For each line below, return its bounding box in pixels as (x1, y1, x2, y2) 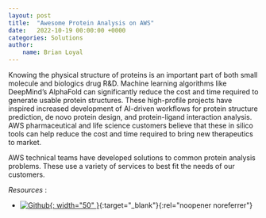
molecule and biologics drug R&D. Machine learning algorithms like (8, 78, 228, 88)
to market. (8, 138, 42, 147)
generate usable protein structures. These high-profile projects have (8, 96, 233, 105)
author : (8, 41, 34, 49)
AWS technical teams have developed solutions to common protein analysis (8, 153, 256, 163)
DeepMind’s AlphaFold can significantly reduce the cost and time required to (8, 87, 259, 96)
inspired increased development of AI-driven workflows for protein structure (8, 104, 258, 113)
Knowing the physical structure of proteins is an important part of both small (8, 71, 258, 79)
